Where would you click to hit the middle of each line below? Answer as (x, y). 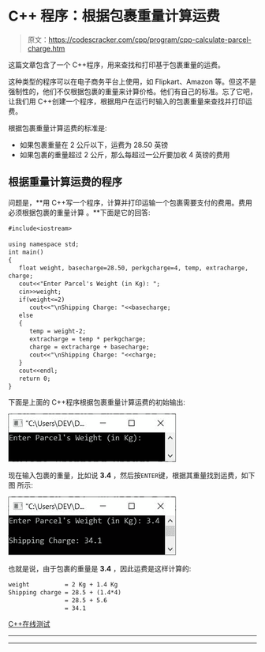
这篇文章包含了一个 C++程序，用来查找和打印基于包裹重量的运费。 (116, 65)
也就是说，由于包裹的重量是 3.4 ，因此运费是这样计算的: (100, 568)
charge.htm (46, 48)
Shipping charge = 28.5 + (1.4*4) (65, 592)
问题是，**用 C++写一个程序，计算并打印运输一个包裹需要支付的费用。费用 (130, 202)
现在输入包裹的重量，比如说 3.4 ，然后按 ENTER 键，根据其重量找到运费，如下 (132, 475)
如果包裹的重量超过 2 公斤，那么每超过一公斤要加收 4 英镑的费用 (125, 154)
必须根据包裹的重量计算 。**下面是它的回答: (79, 212)
